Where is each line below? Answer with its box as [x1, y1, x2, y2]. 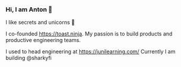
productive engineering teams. [5, 37, 81, 44]
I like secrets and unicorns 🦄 [5, 19, 75, 26]
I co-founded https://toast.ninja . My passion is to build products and [5, 30, 173, 37]
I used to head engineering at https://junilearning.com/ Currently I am [5, 48, 176, 55]
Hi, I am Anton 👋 [5, 5, 53, 14]
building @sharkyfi [5, 55, 52, 62]
